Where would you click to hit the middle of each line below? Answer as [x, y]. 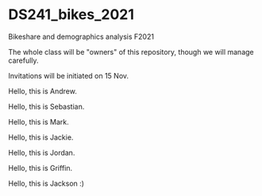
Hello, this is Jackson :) [46, 183]
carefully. [23, 60]
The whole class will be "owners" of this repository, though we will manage [131, 52]
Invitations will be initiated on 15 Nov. [69, 75]
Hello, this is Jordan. [42, 152]
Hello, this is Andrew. [42, 91]
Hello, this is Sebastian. [46, 106]
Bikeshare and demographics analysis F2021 [81, 37]
